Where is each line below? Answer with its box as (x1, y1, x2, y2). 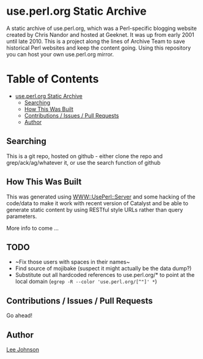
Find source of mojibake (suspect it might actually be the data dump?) (15, 265, 192, 272)
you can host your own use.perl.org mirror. (6, 50, 114, 58)
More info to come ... (6, 224, 59, 232)
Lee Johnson (6, 346, 40, 353)
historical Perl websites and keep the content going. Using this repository (6, 44, 191, 51)
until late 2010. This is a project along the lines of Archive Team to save (6, 37, 185, 45)
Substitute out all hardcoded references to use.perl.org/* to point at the (15, 271, 195, 279)
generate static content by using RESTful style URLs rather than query (6, 206, 183, 213)
